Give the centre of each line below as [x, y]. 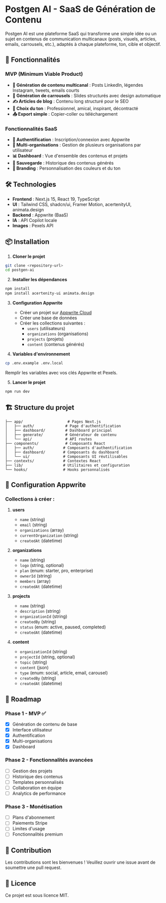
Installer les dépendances [40, 280]
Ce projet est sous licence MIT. [37, 896]
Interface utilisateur [32, 730]
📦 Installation [27, 242]
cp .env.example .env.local [34, 363]
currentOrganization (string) [49, 536]
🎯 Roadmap [23, 699]
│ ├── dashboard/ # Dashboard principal [59, 430]
